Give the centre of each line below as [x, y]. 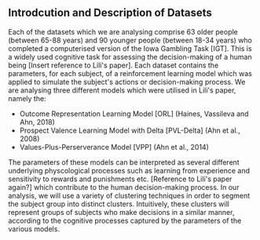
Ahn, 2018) [37, 122]
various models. [34, 229]
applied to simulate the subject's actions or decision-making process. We [127, 82]
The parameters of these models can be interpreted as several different [124, 162]
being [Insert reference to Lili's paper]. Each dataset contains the [114, 65]
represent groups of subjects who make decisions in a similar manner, [121, 212]
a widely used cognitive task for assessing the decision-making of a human [130, 56]
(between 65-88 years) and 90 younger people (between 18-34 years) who [130, 40]
